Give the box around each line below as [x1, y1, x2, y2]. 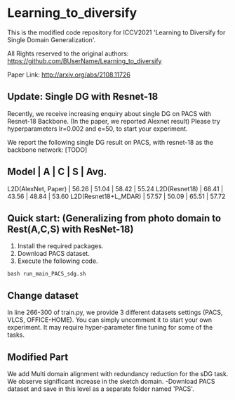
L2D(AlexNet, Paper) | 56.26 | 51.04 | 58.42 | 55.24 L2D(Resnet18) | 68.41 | [7, 184, 223, 193]
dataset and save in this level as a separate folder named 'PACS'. [7, 385, 194, 393]
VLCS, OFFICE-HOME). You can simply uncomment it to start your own [7, 316, 213, 324]
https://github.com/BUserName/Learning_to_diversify [7, 56, 162, 65]
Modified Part [7, 351, 69, 363]
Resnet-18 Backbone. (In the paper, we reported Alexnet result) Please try [7, 117, 221, 125]
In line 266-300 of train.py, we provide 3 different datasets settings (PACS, [7, 308, 223, 317]
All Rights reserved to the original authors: [7, 49, 129, 58]
